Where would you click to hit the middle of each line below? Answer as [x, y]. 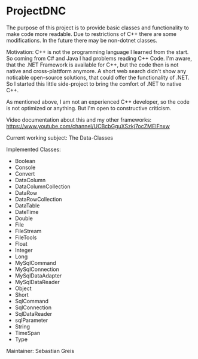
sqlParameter [31, 320]
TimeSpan [28, 333]
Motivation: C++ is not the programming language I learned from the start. [98, 52]
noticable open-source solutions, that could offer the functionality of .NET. [98, 77]
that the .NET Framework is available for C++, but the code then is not [92, 65]
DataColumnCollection [42, 186]
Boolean [25, 161]
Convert [25, 174]
